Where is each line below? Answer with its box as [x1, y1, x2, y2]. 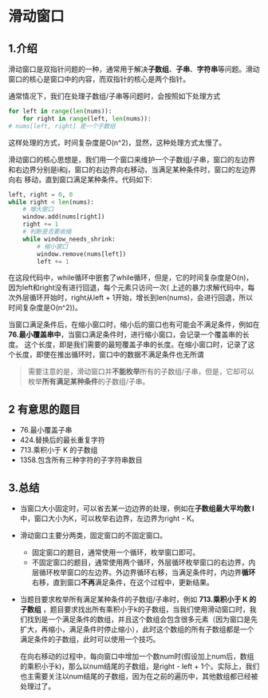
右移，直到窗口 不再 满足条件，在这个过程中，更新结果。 [31, 577, 214, 587]
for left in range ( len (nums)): [8, 107, 112, 115]
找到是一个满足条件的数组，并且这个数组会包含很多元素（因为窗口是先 [26, 615, 258, 624]
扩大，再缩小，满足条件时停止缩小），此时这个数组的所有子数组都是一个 [19, 624, 254, 634]
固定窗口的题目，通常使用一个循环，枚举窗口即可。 [31, 548, 200, 556]
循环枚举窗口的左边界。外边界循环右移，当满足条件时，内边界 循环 [38, 568, 256, 576]
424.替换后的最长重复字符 [19, 435, 105, 445]
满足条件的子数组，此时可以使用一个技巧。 [19, 635, 160, 644]
